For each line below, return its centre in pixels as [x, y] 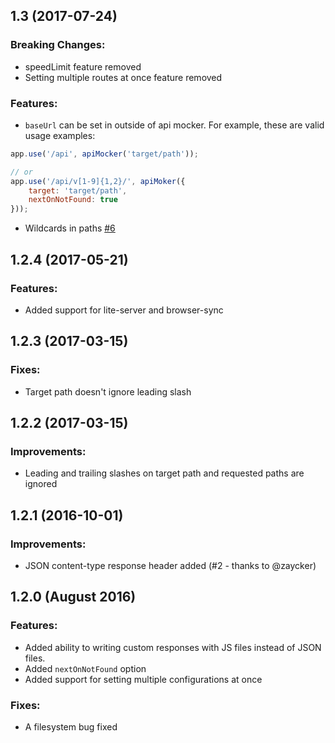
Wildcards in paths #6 [70, 228]
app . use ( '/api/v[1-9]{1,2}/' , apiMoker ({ [98, 181]
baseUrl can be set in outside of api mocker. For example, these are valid [174, 125]
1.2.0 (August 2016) [73, 597]
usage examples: [60, 135]
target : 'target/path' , [78, 190]
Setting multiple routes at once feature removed [123, 77]
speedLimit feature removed [83, 66]
